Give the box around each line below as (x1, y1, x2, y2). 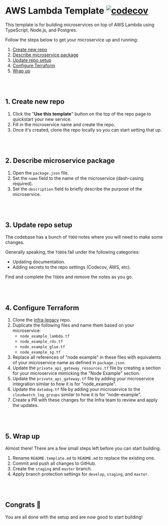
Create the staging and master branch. (12, 466, 92, 472)
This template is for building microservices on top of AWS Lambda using (5, 22, 154, 28)
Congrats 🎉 (5, 500, 41, 509)
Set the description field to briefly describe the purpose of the (12, 186, 142, 192)
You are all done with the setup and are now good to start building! (5, 514, 143, 520)
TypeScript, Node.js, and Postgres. (5, 27, 78, 33)
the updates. (12, 402, 39, 408)
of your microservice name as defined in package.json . (12, 360, 126, 366)
